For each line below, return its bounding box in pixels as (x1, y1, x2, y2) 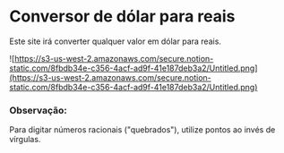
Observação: (9, 104, 67, 116)
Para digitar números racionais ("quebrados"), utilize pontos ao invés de (9, 124, 276, 135)
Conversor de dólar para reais (9, 6, 236, 27)
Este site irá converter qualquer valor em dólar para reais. (9, 36, 222, 47)
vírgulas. (9, 134, 41, 145)
